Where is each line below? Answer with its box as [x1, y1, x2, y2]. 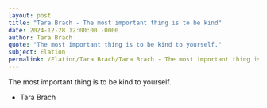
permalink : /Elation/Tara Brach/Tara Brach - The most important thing [8, 56, 250, 64]
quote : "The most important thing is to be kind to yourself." [8, 41, 222, 49]
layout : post [8, 11, 52, 20]
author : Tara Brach [8, 33, 73, 42]
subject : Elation [8, 48, 66, 56]
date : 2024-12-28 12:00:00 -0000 [8, 26, 119, 34]
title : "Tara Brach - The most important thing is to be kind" [8, 19, 222, 27]
